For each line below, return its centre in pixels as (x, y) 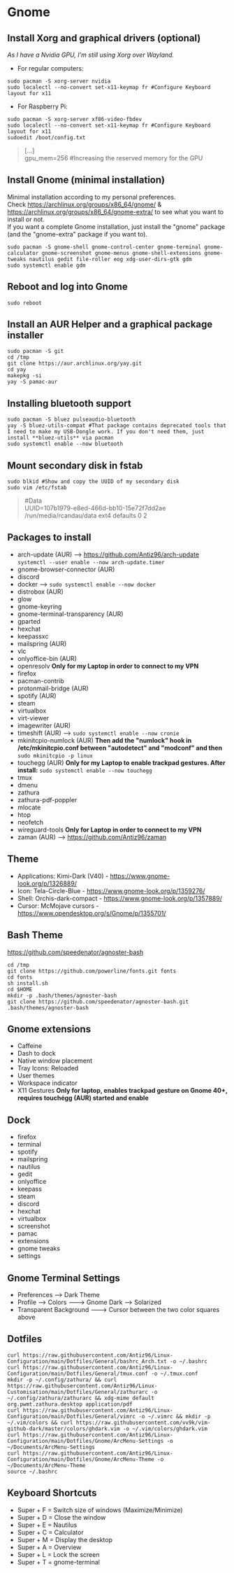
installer (25, 336)
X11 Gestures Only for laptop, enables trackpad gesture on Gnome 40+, (122, 1091)
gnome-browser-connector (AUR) (66, 569)
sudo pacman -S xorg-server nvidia (59, 81)
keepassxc (33, 636)
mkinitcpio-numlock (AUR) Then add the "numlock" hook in (104, 740)
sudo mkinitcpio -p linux (55, 756)
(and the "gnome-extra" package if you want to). (78, 234)
